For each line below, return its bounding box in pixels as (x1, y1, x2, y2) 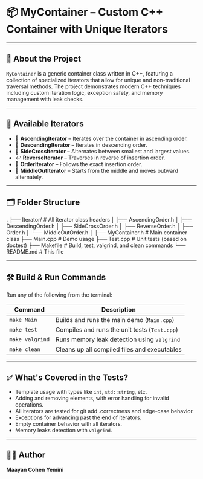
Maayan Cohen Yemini (6, 466, 64, 473)
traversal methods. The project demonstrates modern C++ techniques (6, 83, 181, 90)
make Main (9, 317, 37, 324)
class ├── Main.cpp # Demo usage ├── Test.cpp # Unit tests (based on (6, 236, 187, 243)
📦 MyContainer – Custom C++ (6, 5, 163, 19)
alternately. (14, 173, 43, 181)
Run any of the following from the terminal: (6, 291, 113, 298)
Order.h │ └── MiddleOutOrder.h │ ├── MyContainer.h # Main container (6, 229, 187, 236)
